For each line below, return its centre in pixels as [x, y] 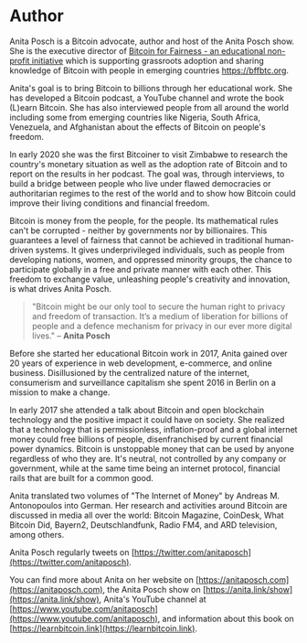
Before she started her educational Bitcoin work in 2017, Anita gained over [148, 353]
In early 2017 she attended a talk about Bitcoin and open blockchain [137, 410]
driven [21, 250]
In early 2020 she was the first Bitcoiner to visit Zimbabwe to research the [148, 154]
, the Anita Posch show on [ [154, 589]
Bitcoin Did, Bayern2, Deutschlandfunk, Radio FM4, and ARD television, [143, 525]
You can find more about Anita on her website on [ [104, 579]
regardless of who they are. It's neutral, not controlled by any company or [148, 458]
